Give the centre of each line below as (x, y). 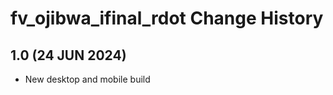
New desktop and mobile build (87, 79)
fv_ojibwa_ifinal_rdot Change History (167, 18)
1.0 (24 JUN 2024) (68, 55)
